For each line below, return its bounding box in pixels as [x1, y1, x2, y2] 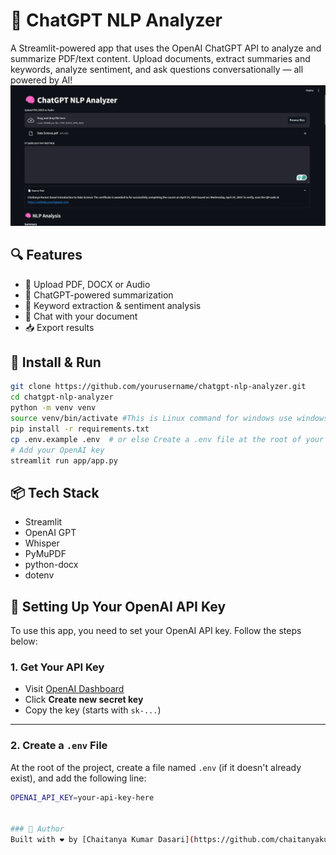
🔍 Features [10, 247, 83, 264]
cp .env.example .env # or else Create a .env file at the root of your [10, 434, 325, 444]
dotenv [24, 569, 55, 581]
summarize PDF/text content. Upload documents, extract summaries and [10, 52, 311, 64]
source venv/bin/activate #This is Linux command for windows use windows [10, 414, 329, 424]
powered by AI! [10, 74, 73, 86]
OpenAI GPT [24, 527, 77, 539]
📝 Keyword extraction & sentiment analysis [24, 299, 202, 311]
